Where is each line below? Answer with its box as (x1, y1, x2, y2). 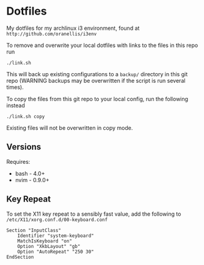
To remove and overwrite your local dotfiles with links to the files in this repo (6, 41, 199, 49)
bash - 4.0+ (15, 169, 45, 177)
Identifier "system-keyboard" (17, 233, 95, 239)
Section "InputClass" (6, 227, 62, 233)
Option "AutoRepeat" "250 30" (17, 249, 95, 255)
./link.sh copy (6, 113, 45, 119)
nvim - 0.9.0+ (15, 176, 50, 183)
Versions (6, 142, 42, 152)
